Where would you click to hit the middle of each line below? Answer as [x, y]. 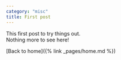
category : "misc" [27, 11]
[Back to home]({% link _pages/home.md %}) [61, 51]
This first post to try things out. [43, 33]
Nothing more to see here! [37, 40]
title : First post [28, 17]
